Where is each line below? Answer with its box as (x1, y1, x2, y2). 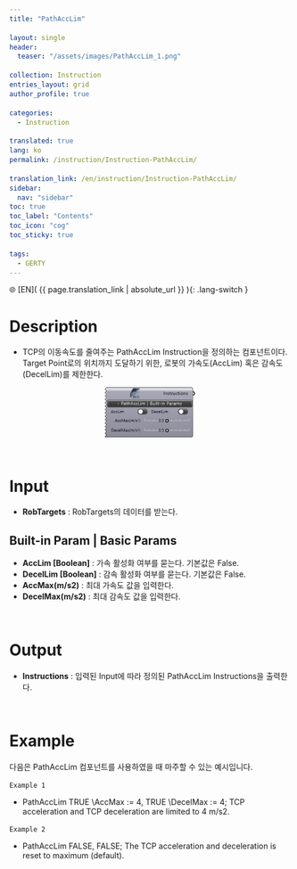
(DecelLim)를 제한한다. (21, 369, 103, 380)
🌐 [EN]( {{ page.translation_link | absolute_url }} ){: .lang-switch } (9, 284, 249, 295)
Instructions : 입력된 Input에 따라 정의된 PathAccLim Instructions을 (21, 671, 265, 682)
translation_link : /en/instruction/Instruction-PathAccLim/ (9, 174, 238, 183)
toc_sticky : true (9, 231, 74, 240)
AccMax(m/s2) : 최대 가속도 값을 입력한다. (21, 580, 174, 591)
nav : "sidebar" (17, 193, 74, 202)
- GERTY (17, 258, 46, 267)
